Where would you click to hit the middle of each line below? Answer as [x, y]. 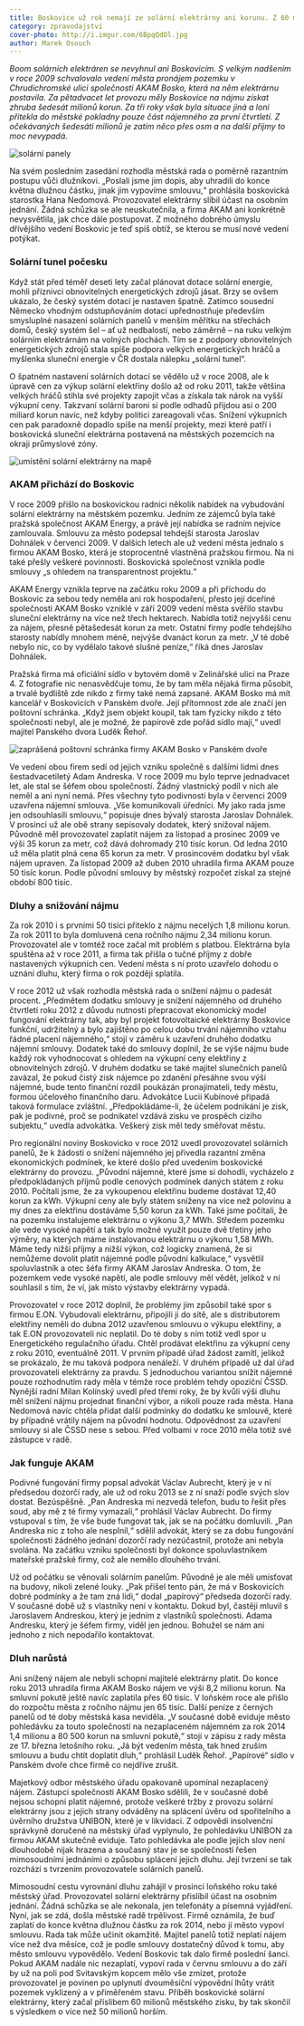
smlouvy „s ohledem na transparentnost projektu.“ [103, 571]
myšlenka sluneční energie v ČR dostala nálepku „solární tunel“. [128, 358]
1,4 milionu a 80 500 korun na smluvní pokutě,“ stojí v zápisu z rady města [148, 1735]
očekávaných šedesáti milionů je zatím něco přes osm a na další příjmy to [147, 127]
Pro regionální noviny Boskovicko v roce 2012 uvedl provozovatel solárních [148, 1143]
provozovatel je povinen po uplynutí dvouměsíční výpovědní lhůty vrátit [142, 1983]
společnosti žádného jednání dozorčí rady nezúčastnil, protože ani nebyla [147, 1541]
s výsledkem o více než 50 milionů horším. [89, 2012]
